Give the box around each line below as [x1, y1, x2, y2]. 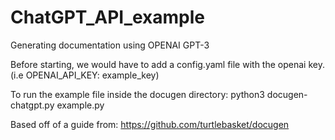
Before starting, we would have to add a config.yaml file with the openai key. [10, 58, 325, 70]
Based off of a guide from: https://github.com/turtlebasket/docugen [10, 118, 290, 130]
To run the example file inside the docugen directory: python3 [10, 88, 265, 100]
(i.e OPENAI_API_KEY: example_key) [10, 69, 160, 81]
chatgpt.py [10, 99, 55, 111]
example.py [56, 99, 105, 111]
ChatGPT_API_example [10, 6, 206, 29]
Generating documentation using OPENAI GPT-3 [10, 39, 210, 51]
